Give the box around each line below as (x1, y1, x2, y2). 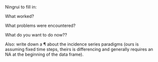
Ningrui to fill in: (5, 4, 37, 10)
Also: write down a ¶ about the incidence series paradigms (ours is (5, 41, 139, 47)
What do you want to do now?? (5, 32, 67, 37)
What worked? (5, 13, 34, 19)
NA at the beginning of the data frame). (5, 51, 84, 57)
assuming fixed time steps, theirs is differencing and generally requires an (5, 47, 153, 52)
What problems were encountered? (5, 23, 76, 28)
